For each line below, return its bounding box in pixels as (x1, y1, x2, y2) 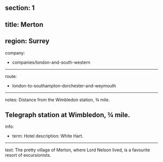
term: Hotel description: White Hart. (12, 133, 83, 139)
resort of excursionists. (5, 152, 51, 158)
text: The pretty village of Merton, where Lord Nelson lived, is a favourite (5, 147, 150, 153)
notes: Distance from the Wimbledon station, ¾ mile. (5, 97, 110, 103)
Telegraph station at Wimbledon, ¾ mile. (5, 110, 130, 119)
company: (5, 50, 25, 55)
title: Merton (5, 20, 44, 29)
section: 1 (5, 4, 35, 12)
